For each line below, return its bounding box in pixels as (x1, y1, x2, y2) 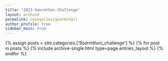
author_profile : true (5, 21, 51, 27)
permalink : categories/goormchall (5, 17, 78, 22)
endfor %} (5, 51, 27, 57)
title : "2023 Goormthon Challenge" (5, 7, 80, 13)
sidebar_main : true (5, 26, 46, 31)
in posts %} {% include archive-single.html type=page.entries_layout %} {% (5, 45, 163, 51)
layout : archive (5, 12, 39, 17)
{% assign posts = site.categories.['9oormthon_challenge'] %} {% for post (5, 40, 160, 46)
